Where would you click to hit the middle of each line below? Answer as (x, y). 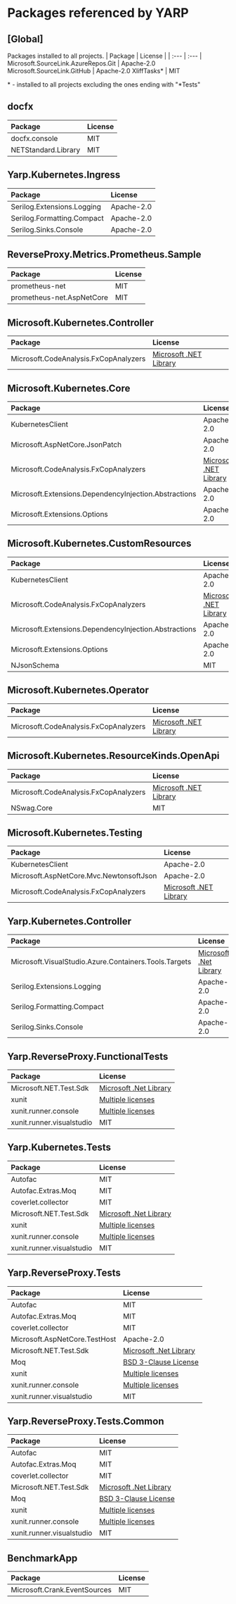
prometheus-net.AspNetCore (60, 297)
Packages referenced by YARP (98, 13)
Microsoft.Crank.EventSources (61, 1590)
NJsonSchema (35, 665)
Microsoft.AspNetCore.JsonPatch (66, 445)
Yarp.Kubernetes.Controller (70, 921)
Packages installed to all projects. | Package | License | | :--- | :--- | (105, 56)
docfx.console (34, 138)
